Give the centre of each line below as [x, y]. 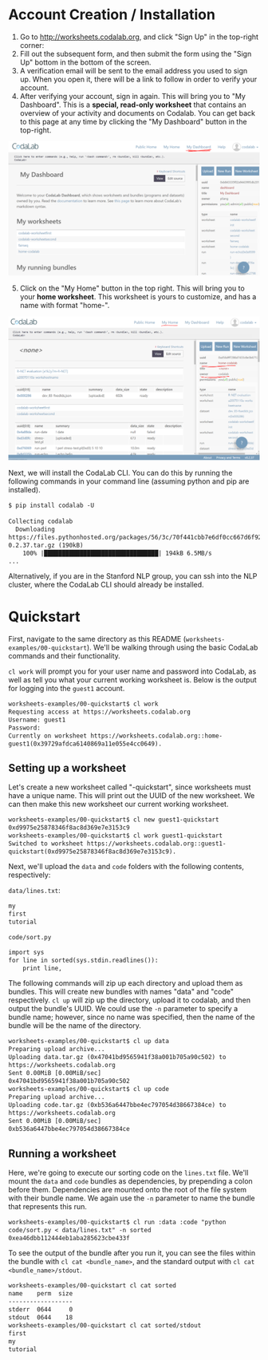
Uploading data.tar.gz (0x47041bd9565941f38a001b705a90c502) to [117, 1058]
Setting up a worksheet [67, 768]
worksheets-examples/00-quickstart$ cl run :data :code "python [117, 1223]
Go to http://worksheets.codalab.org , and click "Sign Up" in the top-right [139, 37]
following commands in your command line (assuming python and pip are [129, 481]
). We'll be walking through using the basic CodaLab [172, 647]
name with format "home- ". [65, 305]
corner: [32, 45]
